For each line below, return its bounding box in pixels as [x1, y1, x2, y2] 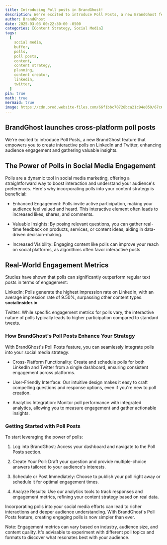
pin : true [5, 91, 26, 96]
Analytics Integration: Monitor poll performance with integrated [12, 399, 142, 405]
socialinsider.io [5, 300, 38, 306]
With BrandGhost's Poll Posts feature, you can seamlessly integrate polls [5, 344, 154, 350]
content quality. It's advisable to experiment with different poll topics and [5, 529, 155, 535]
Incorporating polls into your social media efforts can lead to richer [5, 504, 142, 510]
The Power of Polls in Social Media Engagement [5, 162, 156, 170]
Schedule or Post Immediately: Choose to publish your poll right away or [12, 474, 161, 480]
